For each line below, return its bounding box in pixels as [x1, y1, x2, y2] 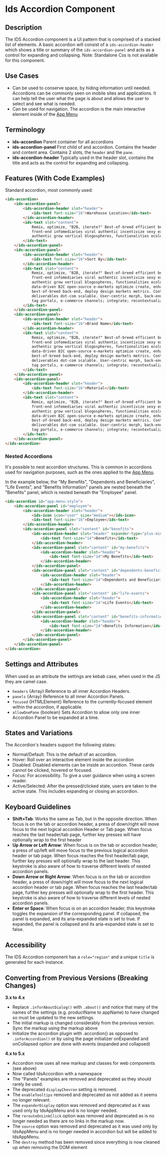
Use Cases [5, 72, 39, 80]
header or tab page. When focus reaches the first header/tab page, [12, 853, 150, 859]
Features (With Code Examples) [5, 174, 105, 183]
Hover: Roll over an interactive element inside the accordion [12, 757, 134, 763]
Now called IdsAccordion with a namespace [12, 1070, 102, 1076]
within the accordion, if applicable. [12, 704, 83, 710]
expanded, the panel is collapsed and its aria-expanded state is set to [12, 921, 154, 927]
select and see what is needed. [12, 101, 76, 107]
